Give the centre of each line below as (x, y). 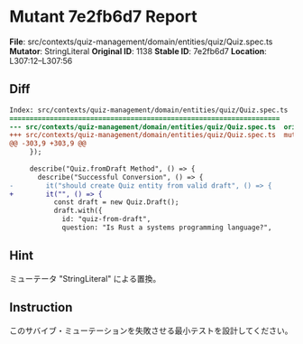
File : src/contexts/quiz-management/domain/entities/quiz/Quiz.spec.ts (141, 42)
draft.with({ (78, 211)
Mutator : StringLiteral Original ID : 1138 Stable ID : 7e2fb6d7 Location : (138, 51)
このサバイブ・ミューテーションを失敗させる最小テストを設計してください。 (151, 330)
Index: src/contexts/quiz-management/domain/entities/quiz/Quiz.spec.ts (149, 110)
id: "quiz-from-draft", (106, 219)
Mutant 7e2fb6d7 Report (103, 17)
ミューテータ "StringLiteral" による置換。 (85, 278)
